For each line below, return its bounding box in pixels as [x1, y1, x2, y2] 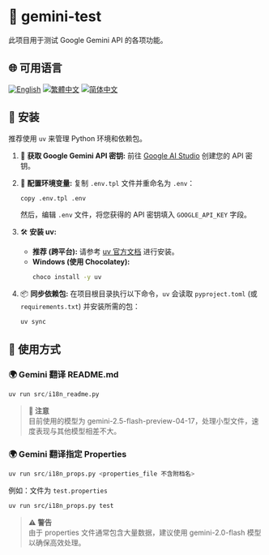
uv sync [19, 318, 46, 326]
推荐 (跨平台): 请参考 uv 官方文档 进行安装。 [32, 247, 180, 256]
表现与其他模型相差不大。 [35, 426, 122, 436]
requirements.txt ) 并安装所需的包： [19, 302, 140, 312]
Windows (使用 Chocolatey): [32, 257, 130, 267]
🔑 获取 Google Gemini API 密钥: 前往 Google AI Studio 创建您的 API [19, 150, 244, 161]
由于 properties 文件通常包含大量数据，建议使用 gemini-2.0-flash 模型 [28, 527, 262, 537]
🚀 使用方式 [8, 342, 61, 356]
